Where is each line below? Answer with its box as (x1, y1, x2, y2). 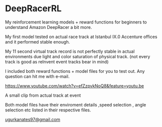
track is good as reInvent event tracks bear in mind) (5, 59, 109, 64)
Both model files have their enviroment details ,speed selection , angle (5, 102, 146, 107)
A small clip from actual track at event (5, 92, 81, 98)
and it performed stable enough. (5, 39, 70, 44)
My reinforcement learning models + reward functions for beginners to (5, 19, 147, 25)
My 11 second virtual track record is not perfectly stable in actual (5, 48, 135, 54)
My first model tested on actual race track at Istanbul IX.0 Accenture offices (5, 34, 158, 40)
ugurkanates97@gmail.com (5, 116, 61, 122)
